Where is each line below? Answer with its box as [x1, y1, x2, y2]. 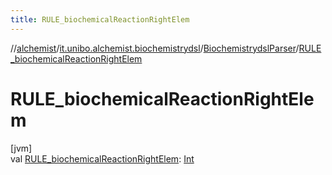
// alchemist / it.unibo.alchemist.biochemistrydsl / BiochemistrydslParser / [10, 42, 300, 54]
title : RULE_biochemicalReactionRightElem [10, 14, 190, 25]
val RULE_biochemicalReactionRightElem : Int [10, 152, 195, 165]
